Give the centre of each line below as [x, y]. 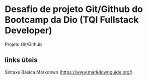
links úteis [21, 60]
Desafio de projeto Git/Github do [74, 9]
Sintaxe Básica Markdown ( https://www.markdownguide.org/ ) [69, 72]
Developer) [28, 30]
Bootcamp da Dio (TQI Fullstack [72, 20]
